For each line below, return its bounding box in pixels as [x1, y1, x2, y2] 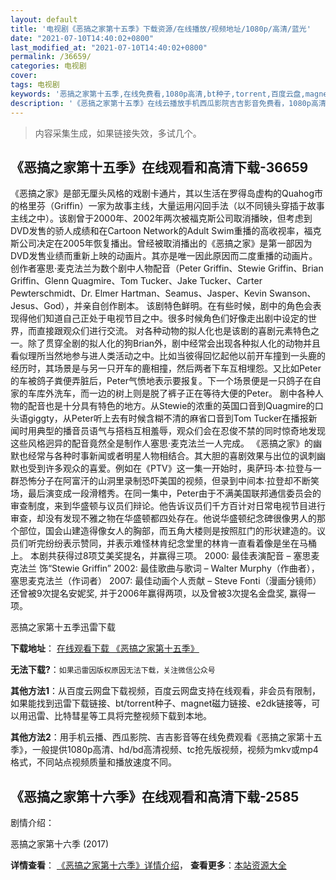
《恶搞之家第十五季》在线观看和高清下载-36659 [10, 159, 309, 176]
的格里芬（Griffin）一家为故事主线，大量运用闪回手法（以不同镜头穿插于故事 [10, 200, 325, 212]
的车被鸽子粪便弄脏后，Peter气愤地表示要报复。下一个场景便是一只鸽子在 [10, 375, 313, 387]
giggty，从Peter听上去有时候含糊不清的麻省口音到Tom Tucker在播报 [27, 412, 309, 425]
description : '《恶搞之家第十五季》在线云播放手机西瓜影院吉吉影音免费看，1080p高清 [10, 98, 327, 108]
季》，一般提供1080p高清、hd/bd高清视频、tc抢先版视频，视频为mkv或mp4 [10, 744, 319, 756]
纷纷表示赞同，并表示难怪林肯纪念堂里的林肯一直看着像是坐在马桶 [44, 537, 317, 550]
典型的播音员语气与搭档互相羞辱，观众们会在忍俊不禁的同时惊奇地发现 [36, 425, 326, 437]
